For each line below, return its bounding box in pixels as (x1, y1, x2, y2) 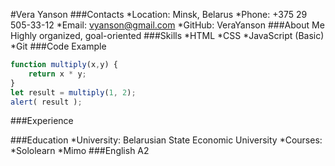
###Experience (10, 115, 74, 127)
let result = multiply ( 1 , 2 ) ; (10, 87, 137, 98)
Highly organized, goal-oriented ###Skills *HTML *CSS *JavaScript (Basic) (10, 30, 325, 41)
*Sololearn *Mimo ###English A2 (10, 145, 150, 157)
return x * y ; (28, 69, 87, 79)
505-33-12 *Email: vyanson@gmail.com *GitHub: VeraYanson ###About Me (10, 19, 325, 31)
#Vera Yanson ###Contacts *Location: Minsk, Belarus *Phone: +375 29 (10, 9, 308, 20)
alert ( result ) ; (10, 97, 83, 107)
